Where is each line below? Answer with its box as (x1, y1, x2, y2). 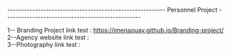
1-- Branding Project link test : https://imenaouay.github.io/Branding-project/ (7, 26, 224, 34)
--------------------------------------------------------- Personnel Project (7, 6, 218, 14)
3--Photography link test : (7, 41, 81, 48)
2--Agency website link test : (7, 33, 90, 41)
